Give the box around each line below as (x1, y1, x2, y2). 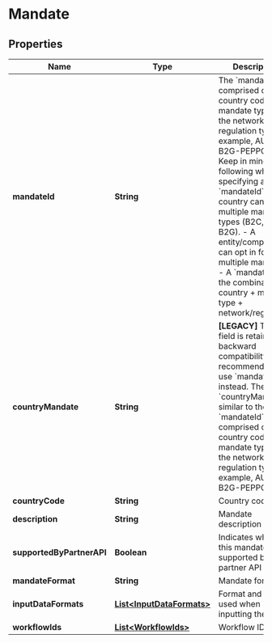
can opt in (218, 247, 257, 257)
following (218, 166, 253, 176)
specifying (218, 176, 259, 187)
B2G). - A (218, 226, 257, 237)
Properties (8, 37, 63, 51)
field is (218, 331, 244, 341)
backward (218, 341, 257, 352)
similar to (218, 401, 253, 412)
